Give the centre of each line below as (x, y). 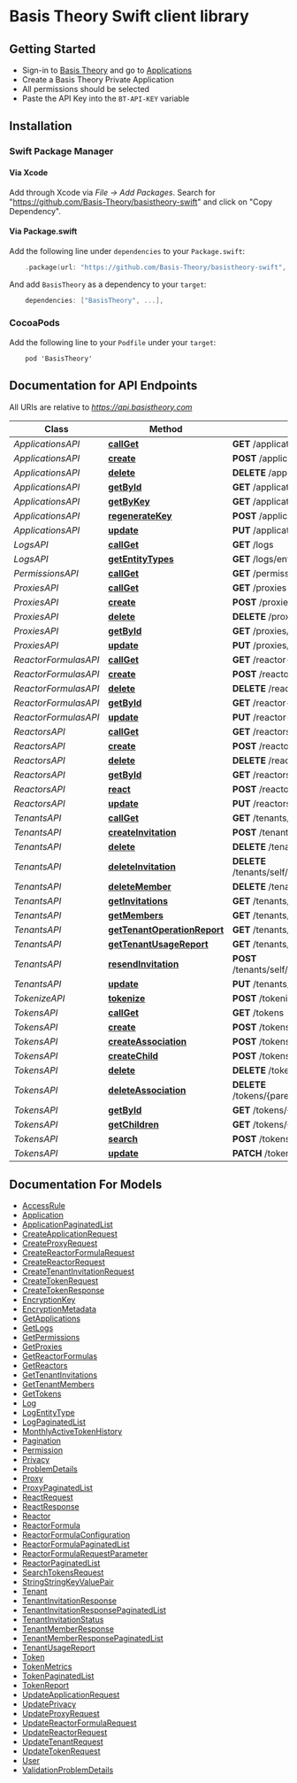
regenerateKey (140, 515)
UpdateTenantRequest (62, 1742)
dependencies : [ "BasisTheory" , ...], (95, 300)
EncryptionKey (49, 1300)
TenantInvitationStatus (63, 1620)
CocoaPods (34, 323)
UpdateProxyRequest (61, 1714)
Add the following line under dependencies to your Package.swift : (127, 251)
